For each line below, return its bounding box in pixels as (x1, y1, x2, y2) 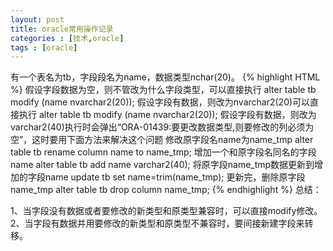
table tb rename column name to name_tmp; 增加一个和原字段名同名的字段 (10, 146, 317, 158)
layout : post (10, 14, 65, 25)
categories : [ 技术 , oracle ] (10, 33, 125, 43)
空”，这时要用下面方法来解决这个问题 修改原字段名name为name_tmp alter (10, 134, 314, 146)
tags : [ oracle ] (10, 42, 78, 53)
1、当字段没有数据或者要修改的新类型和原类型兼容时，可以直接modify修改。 (10, 205, 323, 217)
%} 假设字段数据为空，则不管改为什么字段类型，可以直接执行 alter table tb (10, 84, 317, 96)
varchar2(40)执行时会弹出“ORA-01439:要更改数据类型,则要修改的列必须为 (10, 121, 315, 133)
